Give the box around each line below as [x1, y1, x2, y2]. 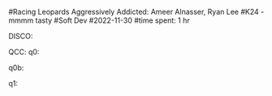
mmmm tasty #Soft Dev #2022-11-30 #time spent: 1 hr [8, 15, 190, 25]
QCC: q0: [8, 47, 40, 56]
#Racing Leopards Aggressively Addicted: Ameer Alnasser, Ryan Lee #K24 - [8, 7, 265, 16]
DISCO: [8, 32, 33, 41]
